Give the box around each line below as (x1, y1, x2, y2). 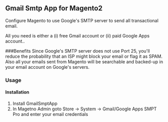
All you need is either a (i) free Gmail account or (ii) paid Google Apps (5, 32, 150, 38)
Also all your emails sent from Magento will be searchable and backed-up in (5, 58, 163, 65)
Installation (5, 89, 29, 95)
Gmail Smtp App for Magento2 (5, 4, 102, 13)
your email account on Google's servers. (5, 64, 90, 70)
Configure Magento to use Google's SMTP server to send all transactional (5, 17, 159, 23)
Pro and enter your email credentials (12, 111, 88, 117)
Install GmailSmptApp (12, 100, 58, 106)
